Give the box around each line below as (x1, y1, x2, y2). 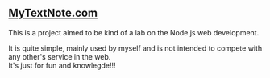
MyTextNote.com (8, 6, 98, 20)
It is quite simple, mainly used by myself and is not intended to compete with (8, 43, 263, 53)
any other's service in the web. (8, 51, 111, 61)
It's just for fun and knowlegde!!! (8, 60, 116, 70)
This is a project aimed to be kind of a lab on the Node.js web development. (8, 27, 260, 37)
